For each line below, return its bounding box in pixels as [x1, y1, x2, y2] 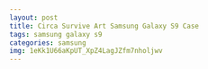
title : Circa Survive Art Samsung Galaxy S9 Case [9, 22, 200, 30]
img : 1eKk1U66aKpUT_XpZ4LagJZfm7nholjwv [9, 47, 164, 56]
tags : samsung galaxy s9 [9, 30, 103, 39]
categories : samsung [9, 38, 87, 47]
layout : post [9, 13, 59, 22]
